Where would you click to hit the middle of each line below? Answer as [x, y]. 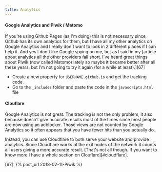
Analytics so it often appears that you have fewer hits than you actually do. [80, 130]
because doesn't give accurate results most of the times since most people [81, 120]
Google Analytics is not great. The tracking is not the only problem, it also [79, 114]
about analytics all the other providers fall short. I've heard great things [76, 57]
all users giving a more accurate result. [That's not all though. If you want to [81, 150]
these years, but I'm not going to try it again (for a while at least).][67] [75, 67]
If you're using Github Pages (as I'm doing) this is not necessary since [75, 36]
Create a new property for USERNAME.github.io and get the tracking [79, 77]
